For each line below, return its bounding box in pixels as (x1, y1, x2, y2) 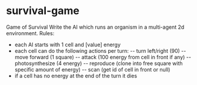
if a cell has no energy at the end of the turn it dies (14, 72, 137, 79)
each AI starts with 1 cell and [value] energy (14, 41, 121, 48)
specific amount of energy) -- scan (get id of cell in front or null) (14, 66, 171, 73)
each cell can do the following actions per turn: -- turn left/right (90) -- (14, 47, 186, 54)
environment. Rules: (6, 29, 55, 36)
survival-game (6, 4, 79, 18)
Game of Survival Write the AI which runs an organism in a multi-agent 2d (6, 23, 185, 30)
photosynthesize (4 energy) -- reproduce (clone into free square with (14, 60, 183, 67)
